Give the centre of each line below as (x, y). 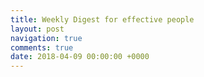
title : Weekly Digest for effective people (102, 19)
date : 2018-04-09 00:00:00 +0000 (80, 57)
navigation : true (46, 38)
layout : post (37, 29)
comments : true (42, 47)
